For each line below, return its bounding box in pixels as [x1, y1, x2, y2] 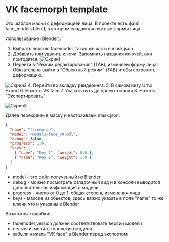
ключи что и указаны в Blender [12, 200, 79, 207]
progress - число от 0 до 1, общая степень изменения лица [12, 190, 140, 196]
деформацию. [12, 72, 43, 78]
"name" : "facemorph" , [10, 127, 56, 132]
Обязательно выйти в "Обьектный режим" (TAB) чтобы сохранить [12, 67, 156, 73]
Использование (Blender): [5, 35, 61, 42]
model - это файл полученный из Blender [12, 174, 101, 180]
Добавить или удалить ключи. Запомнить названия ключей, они [12, 51, 152, 57]
